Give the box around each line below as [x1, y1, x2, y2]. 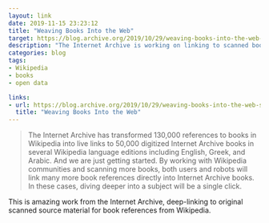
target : [8, 34, 34, 43]
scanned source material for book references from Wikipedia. [8, 205, 211, 215]
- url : [8, 101, 30, 109]
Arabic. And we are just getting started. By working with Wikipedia [27, 156, 247, 165]
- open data [8, 79, 48, 87]
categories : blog [8, 49, 66, 57]
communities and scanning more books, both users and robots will [27, 164, 248, 174]
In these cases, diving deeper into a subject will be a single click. [27, 181, 243, 191]
